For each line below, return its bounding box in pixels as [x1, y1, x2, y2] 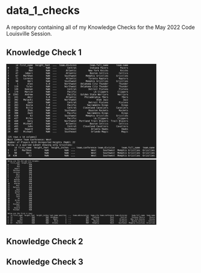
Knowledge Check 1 [6, 48, 82, 58]
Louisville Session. [6, 30, 52, 37]
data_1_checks [6, 4, 80, 17]
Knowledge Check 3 [6, 257, 83, 267]
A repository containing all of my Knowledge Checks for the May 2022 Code [6, 24, 195, 31]
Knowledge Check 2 [6, 236, 83, 246]
